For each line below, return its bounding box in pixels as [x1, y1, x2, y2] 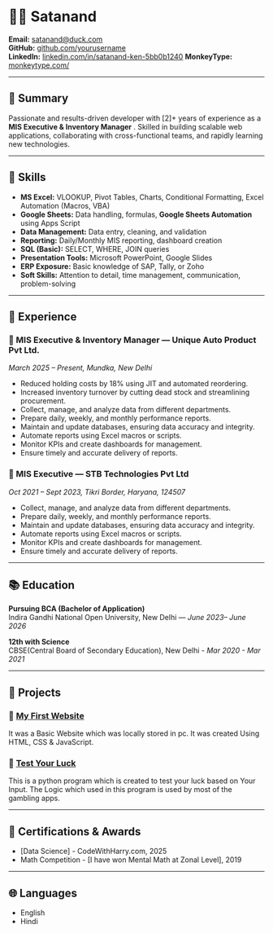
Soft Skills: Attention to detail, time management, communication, [19, 270, 241, 279]
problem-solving [19, 279, 76, 288]
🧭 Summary [8, 91, 69, 105]
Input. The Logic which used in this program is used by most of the [8, 785, 233, 794]
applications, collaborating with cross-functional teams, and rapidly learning [8, 130, 263, 140]
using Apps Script [19, 218, 80, 227]
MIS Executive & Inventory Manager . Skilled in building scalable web [8, 121, 243, 131]
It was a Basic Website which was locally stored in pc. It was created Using [8, 728, 260, 738]
